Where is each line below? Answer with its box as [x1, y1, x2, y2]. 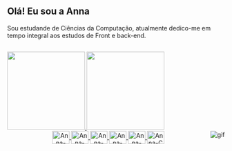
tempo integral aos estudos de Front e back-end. [7, 31, 146, 39]
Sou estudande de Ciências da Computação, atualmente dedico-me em [7, 24, 211, 32]
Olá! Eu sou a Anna [7, 6, 90, 17]
